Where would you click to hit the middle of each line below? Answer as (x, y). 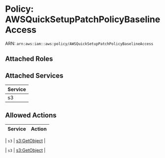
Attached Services (34, 75)
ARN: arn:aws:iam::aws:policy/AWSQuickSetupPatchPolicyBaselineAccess (79, 43)
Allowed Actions (31, 115)
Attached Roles (29, 59)
